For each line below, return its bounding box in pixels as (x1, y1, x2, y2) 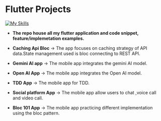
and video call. (12, 95, 43, 101)
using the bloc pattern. (12, 110, 60, 116)
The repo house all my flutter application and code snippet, (12, 30, 139, 36)
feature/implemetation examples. (12, 35, 85, 41)
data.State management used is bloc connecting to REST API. (12, 50, 140, 56)
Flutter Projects (5, 4, 71, 15)
